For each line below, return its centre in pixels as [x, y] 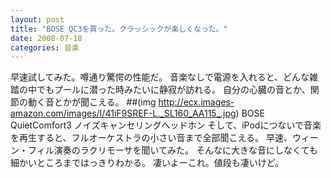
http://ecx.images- [196, 102]
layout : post [37, 19]
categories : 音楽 [45, 47]
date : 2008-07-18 [46, 38]
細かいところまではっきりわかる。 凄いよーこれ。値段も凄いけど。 [147, 163]
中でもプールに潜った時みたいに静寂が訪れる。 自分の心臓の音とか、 [169, 90]
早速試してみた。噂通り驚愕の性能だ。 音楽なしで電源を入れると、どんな [160, 77]
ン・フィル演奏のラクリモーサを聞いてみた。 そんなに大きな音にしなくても [164, 150]
